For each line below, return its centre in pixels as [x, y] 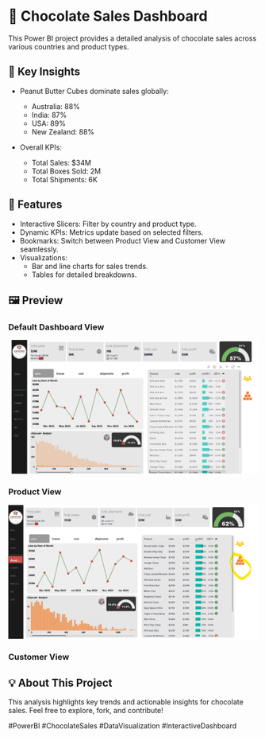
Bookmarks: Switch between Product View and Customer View [123, 240]
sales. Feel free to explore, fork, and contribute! [86, 711]
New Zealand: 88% [63, 131]
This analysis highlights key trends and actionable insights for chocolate [126, 702]
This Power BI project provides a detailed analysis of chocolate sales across [132, 38]
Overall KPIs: [40, 147]
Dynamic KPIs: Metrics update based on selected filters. [111, 232]
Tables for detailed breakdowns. [84, 275]
